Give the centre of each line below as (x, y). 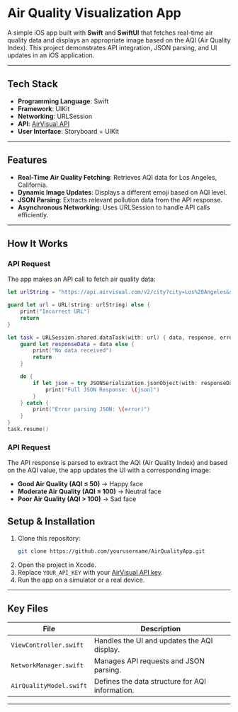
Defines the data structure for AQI (150, 681)
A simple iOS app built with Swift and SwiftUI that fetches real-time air (110, 33)
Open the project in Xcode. (57, 565)
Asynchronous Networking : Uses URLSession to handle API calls (114, 207)
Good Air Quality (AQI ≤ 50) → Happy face (80, 484)
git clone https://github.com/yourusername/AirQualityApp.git (111, 551)
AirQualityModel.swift (49, 685)
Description (161, 628)
